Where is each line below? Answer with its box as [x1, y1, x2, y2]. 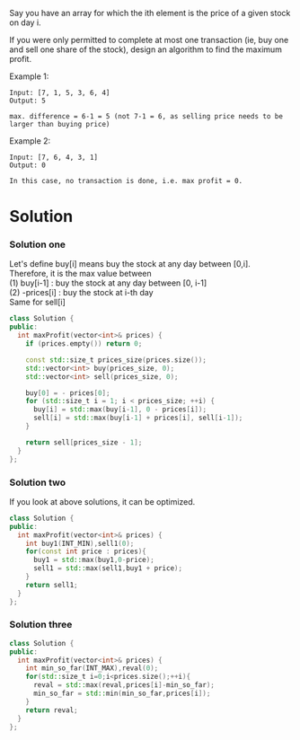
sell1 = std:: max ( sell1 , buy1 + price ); [32, 564, 182, 573]
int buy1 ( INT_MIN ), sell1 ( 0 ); [25, 539, 135, 548]
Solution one [9, 238, 66, 251]
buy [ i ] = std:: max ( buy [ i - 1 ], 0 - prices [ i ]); [32, 405, 207, 414]
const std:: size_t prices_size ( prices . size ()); [25, 355, 207, 365]
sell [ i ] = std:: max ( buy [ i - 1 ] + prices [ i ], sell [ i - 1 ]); [32, 413, 243, 423]
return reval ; [25, 705, 78, 715]
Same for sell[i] [9, 296, 66, 308]
